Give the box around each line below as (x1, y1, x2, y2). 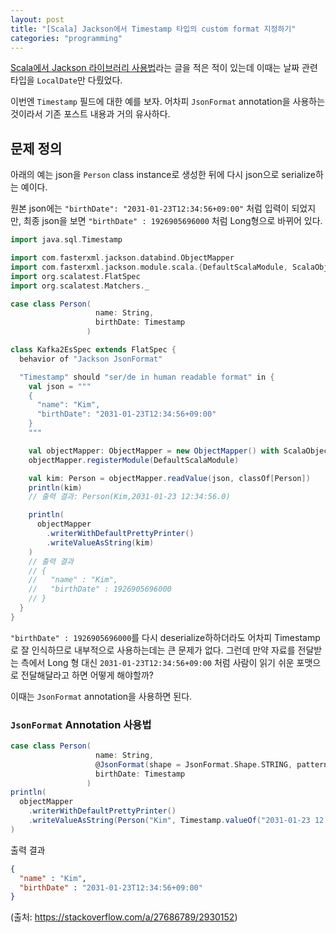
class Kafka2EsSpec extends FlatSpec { (10, 345, 177, 355)
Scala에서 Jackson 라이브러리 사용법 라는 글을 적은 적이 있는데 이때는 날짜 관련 (10, 62, 318, 74)
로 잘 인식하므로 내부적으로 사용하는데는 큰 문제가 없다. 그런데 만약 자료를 (10, 644, 296, 656)
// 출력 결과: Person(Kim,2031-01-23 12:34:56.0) (28, 492, 231, 502)
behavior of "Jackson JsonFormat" (19, 354, 163, 364)
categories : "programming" (10, 33, 123, 43)
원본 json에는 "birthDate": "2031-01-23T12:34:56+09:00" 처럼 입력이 (10, 202, 290, 215)
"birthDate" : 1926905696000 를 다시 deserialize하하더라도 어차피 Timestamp (10, 631, 321, 643)
